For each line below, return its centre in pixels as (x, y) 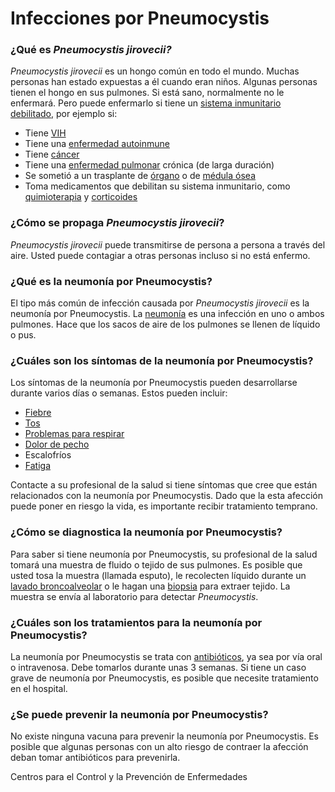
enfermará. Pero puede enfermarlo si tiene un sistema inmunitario (146, 103)
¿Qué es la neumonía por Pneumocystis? (111, 281)
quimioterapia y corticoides (81, 197)
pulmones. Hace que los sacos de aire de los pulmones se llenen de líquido (165, 324)
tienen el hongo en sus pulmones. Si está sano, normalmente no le (147, 93)
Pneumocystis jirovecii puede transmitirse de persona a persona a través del (168, 244)
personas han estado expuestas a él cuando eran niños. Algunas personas (164, 82)
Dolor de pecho (57, 444)
